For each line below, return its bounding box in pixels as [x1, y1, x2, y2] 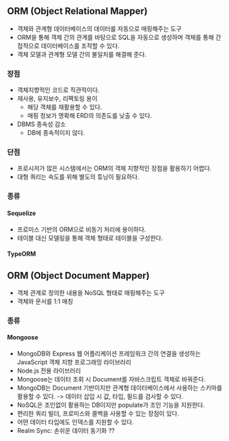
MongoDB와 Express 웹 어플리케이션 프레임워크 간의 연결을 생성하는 [16, 349, 201, 358]
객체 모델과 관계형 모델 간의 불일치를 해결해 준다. [16, 50, 147, 58]
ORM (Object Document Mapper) [7, 270, 150, 281]
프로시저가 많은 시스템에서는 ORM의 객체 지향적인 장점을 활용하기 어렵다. [16, 164, 212, 173]
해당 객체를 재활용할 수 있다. [27, 103, 103, 112]
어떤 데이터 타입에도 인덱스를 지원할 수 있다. [16, 418, 135, 427]
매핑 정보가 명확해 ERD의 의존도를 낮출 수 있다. [27, 112, 152, 120]
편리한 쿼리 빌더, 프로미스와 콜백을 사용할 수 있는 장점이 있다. [16, 409, 180, 418]
